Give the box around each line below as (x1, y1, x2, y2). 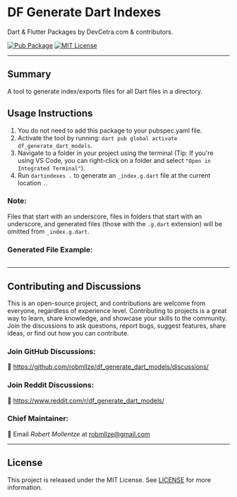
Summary (7, 68, 51, 80)
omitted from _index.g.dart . (7, 227, 90, 235)
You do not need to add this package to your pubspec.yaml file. (17, 126, 202, 135)
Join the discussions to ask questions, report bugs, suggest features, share (7, 321, 226, 330)
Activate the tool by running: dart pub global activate (17, 133, 178, 142)
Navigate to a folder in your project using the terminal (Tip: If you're (17, 149, 214, 157)
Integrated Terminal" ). (17, 164, 86, 172)
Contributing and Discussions (7, 280, 141, 293)
